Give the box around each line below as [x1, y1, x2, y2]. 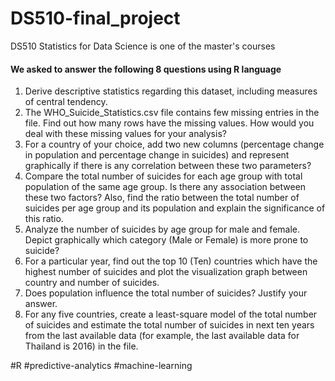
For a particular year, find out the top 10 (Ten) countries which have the [24, 255, 318, 267]
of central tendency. [24, 96, 108, 108]
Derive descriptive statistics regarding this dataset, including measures [24, 85, 318, 97]
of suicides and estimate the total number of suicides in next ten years [24, 319, 315, 331]
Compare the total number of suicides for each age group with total [24, 170, 303, 182]
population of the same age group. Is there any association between [24, 181, 307, 193]
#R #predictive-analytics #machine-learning [10, 360, 193, 372]
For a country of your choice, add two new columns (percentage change [24, 138, 325, 151]
